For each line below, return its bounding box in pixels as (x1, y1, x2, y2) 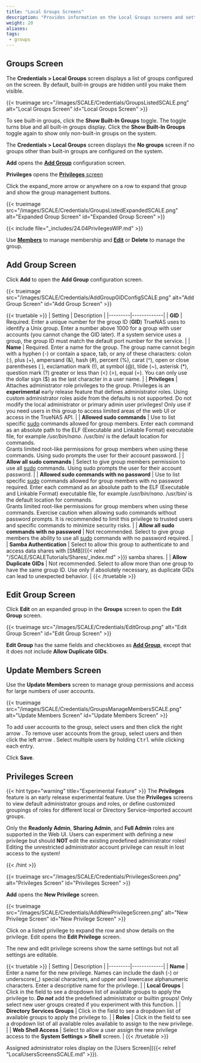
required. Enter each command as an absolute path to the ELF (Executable (6, 483, 190, 491)
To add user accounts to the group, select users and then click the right (6, 724, 182, 731)
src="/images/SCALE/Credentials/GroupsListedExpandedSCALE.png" (6, 206, 178, 214)
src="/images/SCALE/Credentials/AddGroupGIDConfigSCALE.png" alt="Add (6, 294, 194, 301)
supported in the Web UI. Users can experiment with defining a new (6, 831, 173, 838)
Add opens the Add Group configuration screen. (6, 159, 126, 166)
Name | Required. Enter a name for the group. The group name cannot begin (6, 344, 195, 351)
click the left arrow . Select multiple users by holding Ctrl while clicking (6, 736, 184, 743)
